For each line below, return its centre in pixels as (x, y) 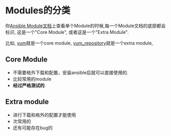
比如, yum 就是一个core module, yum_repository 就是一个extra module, (79, 43)
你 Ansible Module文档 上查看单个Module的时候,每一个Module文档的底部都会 (85, 26)
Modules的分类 (38, 11)
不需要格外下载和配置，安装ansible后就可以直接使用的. (70, 72)
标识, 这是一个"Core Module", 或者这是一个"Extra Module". (67, 32)
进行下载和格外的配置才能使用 (44, 115)
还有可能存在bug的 (33, 128)
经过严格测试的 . (29, 85)
